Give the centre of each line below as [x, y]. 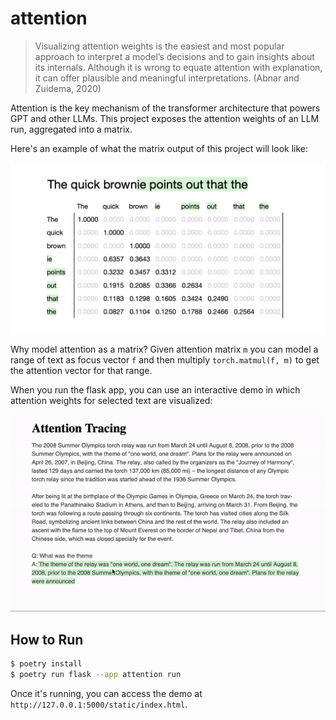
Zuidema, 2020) [68, 88]
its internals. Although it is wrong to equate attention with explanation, [178, 67]
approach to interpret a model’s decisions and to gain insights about [174, 56]
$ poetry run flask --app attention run [96, 675]
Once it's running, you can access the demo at [106, 693]
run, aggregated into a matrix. [71, 129]
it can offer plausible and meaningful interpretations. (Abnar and [167, 78]
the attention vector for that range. [81, 370]
